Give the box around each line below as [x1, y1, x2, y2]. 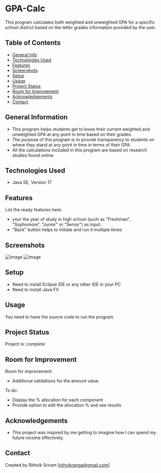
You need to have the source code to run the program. [5, 314, 115, 320]
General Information [5, 113, 68, 121]
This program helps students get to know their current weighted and [12, 126, 150, 132]
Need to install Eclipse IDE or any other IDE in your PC [12, 281, 121, 287]
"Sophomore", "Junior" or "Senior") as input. [12, 222, 102, 228]
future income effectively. [12, 435, 64, 441]
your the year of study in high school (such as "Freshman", [12, 216, 131, 222]
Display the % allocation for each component [12, 397, 104, 403]
